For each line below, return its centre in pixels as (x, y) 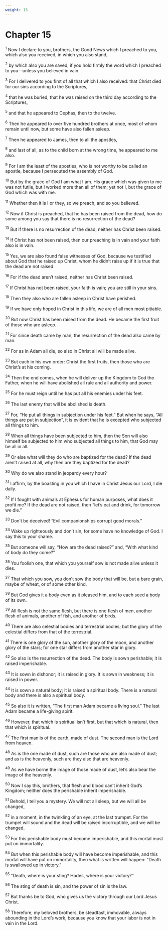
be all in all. (17, 446)
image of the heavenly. (29, 775)
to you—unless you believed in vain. (42, 70)
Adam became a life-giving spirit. (40, 711)
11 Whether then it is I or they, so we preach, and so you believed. (72, 203)
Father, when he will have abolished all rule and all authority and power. (79, 383)
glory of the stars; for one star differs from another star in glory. (71, 647)
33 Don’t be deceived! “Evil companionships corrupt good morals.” (74, 520)
